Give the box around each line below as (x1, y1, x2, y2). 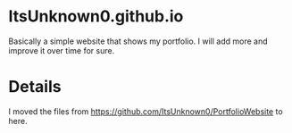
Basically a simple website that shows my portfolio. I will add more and (8, 36, 269, 46)
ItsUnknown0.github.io (8, 6, 184, 27)
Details (8, 77, 62, 97)
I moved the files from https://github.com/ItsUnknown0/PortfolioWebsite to (8, 105, 283, 117)
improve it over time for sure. (8, 45, 115, 55)
